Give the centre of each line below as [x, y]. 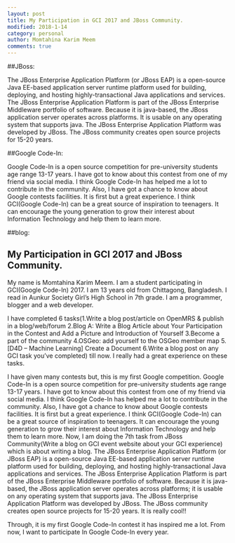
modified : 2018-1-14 [38, 27]
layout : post [26, 14]
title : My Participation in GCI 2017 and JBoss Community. [95, 20]
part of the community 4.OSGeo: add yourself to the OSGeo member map [113, 340]
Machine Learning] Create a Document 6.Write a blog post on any [124, 348]
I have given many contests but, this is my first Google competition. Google [116, 377]
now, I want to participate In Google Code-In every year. [88, 532]
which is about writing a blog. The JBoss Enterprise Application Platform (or [117, 451]
